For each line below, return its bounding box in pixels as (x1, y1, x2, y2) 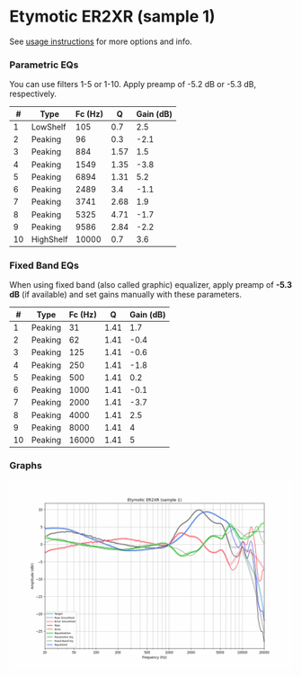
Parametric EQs (9, 58, 79, 71)
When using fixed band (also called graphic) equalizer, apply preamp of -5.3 (9, 280, 292, 290)
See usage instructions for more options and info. (9, 36, 193, 47)
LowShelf (31, 121, 66, 132)
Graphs (9, 459, 42, 472)
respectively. (9, 88, 57, 100)
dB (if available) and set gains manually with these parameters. (9, 290, 243, 300)
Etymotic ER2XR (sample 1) (9, 6, 216, 27)
